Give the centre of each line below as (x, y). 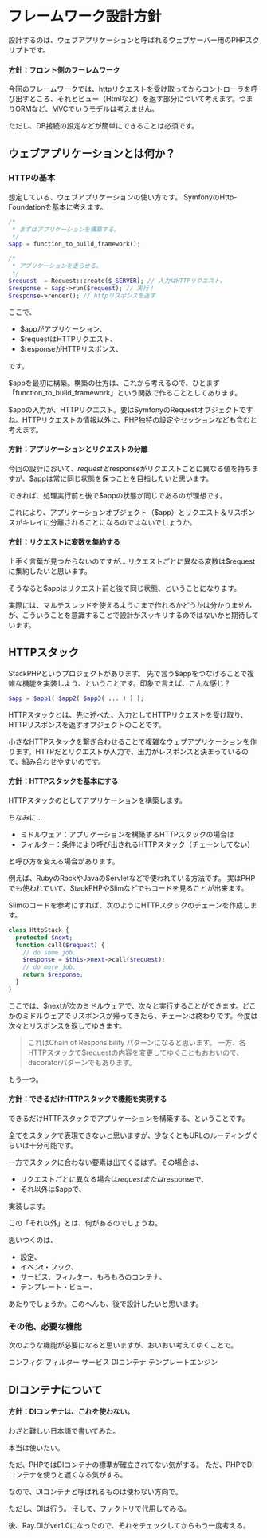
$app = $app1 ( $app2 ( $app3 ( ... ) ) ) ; (77, 698)
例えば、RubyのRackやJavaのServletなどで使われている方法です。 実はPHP (132, 878)
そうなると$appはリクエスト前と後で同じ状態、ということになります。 (125, 588)
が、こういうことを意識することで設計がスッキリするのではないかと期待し (130, 615)
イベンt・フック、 (49, 1267)
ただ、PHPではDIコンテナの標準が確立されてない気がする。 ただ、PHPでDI (131, 1465)
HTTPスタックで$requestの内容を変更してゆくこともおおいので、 (135, 1052)
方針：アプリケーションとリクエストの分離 (78, 449)
